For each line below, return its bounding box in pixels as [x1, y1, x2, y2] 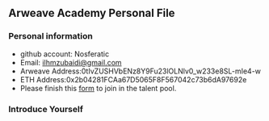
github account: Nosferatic [19, 48, 110, 59]
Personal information [8, 31, 93, 42]
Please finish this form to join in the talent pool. [19, 83, 177, 93]
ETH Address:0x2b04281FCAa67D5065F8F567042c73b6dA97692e [19, 74, 247, 84]
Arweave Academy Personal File [8, 6, 175, 20]
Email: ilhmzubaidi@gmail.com [19, 57, 123, 67]
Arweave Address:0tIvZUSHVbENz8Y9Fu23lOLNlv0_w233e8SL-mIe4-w [19, 66, 261, 76]
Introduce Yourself [8, 103, 83, 115]
